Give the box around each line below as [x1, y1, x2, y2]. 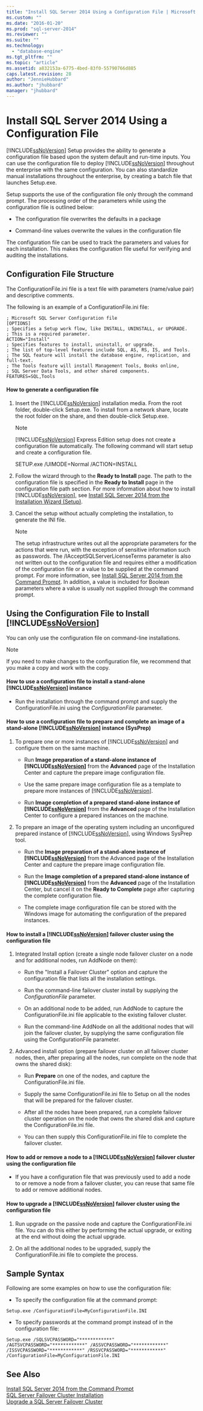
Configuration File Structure [6, 269, 114, 279]
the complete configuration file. [24, 892, 103, 899]
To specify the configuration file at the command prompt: [14, 1297, 158, 1304]
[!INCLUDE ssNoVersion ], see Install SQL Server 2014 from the [14, 491, 170, 498]
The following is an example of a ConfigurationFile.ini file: [6, 303, 149, 311]
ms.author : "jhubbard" [6, 82, 63, 88]
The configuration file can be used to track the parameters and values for [6, 239, 189, 246]
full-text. [6, 357, 34, 363]
